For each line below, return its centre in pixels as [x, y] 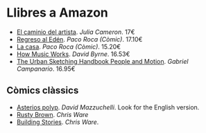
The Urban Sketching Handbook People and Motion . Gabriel [102, 61]
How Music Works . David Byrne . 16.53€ [73, 54]
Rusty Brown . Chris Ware [52, 114]
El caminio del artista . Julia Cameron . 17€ [76, 32]
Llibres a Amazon [58, 13]
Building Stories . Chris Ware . [58, 122]
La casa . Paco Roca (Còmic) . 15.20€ [69, 46]
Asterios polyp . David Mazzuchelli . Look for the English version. [108, 107]
